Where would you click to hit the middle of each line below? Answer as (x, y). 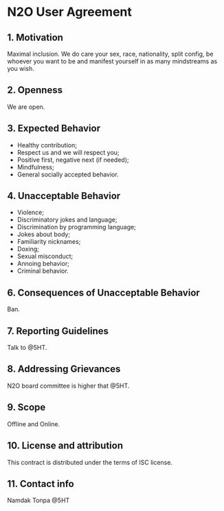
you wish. (21, 69)
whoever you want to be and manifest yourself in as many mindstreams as (112, 61)
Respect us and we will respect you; (68, 152)
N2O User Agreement (70, 12)
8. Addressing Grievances (64, 369)
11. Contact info (41, 484)
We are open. (26, 107)
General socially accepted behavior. (68, 174)
